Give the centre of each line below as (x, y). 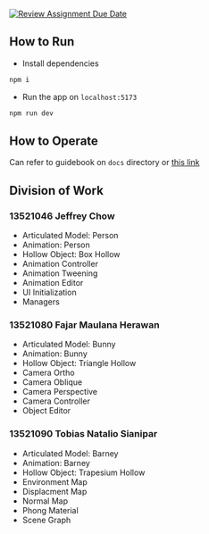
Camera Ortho (48, 373)
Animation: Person (56, 245)
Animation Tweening (60, 273)
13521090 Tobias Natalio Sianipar (84, 434)
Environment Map (54, 481)
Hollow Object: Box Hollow (71, 254)
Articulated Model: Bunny (69, 345)
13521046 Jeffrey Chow (62, 216)
